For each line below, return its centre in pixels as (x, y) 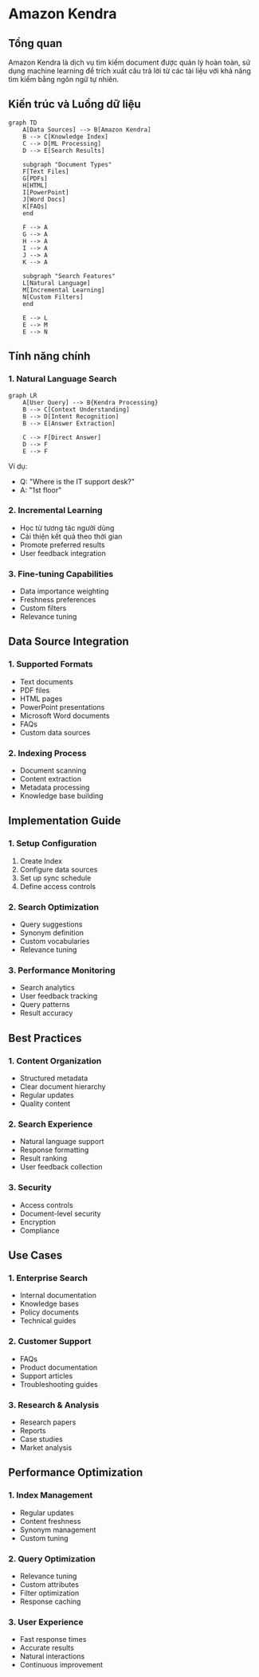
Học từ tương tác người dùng (67, 527)
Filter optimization (49, 1593)
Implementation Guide (65, 821)
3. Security (30, 1188)
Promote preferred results (62, 545)
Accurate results (47, 1648)
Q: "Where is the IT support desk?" (77, 481)
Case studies (41, 1439)
